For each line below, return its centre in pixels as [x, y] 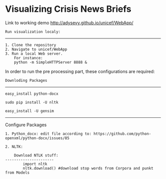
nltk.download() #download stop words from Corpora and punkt [88, 168]
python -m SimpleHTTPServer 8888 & [51, 62]
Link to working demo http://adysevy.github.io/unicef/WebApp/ [69, 23]
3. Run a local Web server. [34, 54]
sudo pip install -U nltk [32, 102]
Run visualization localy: [33, 32]
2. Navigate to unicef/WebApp [36, 49]
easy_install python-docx [32, 94]
